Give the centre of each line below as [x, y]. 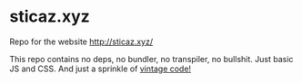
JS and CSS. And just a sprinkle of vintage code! [101, 69]
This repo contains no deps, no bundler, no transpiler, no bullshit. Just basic [151, 59]
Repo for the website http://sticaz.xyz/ [81, 41]
